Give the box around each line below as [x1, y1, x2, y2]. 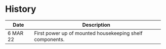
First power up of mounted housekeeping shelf [34, 30, 143, 37]
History [5, 3, 37, 15]
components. [34, 36, 65, 43]
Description [82, 21, 111, 28]
